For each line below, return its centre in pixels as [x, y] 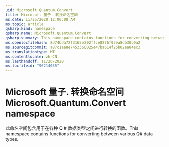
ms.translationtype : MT [30, 52]
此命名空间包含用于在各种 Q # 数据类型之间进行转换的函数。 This [72, 128]
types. [12, 139]
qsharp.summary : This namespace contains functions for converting [77, 38]
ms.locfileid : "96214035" [32, 66]
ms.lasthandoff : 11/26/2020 [35, 61]
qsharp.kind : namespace [30, 29]
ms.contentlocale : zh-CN [31, 56]
